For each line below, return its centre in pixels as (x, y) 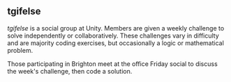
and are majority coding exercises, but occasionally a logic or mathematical (116, 43)
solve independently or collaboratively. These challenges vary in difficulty (113, 35)
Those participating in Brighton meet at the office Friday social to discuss (112, 64)
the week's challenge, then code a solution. (70, 71)
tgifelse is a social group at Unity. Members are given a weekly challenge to (116, 28)
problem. (20, 50)
